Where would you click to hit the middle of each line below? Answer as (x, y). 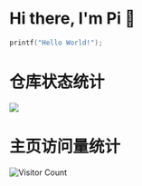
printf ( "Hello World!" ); (56, 43)
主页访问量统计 (65, 147)
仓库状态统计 (57, 82)
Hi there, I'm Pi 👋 (72, 19)
